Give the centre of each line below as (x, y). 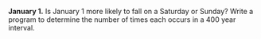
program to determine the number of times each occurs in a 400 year (122, 19)
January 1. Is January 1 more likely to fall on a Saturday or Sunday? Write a (131, 11)
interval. (21, 28)
